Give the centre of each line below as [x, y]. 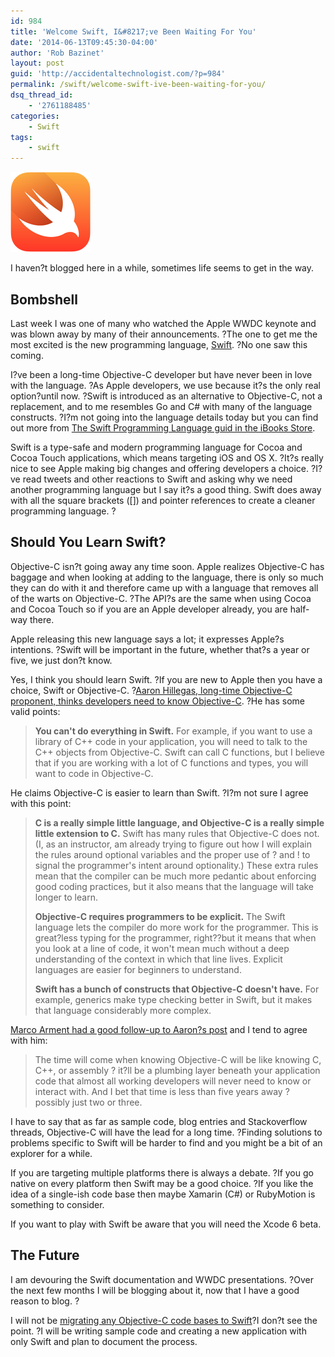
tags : [21, 137]
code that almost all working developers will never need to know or [173, 1081]
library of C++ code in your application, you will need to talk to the [171, 741]
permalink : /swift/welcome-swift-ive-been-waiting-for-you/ [138, 85]
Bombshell [44, 299]
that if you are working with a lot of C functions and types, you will [171, 762]
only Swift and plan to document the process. [104, 1341]
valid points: [35, 711]
